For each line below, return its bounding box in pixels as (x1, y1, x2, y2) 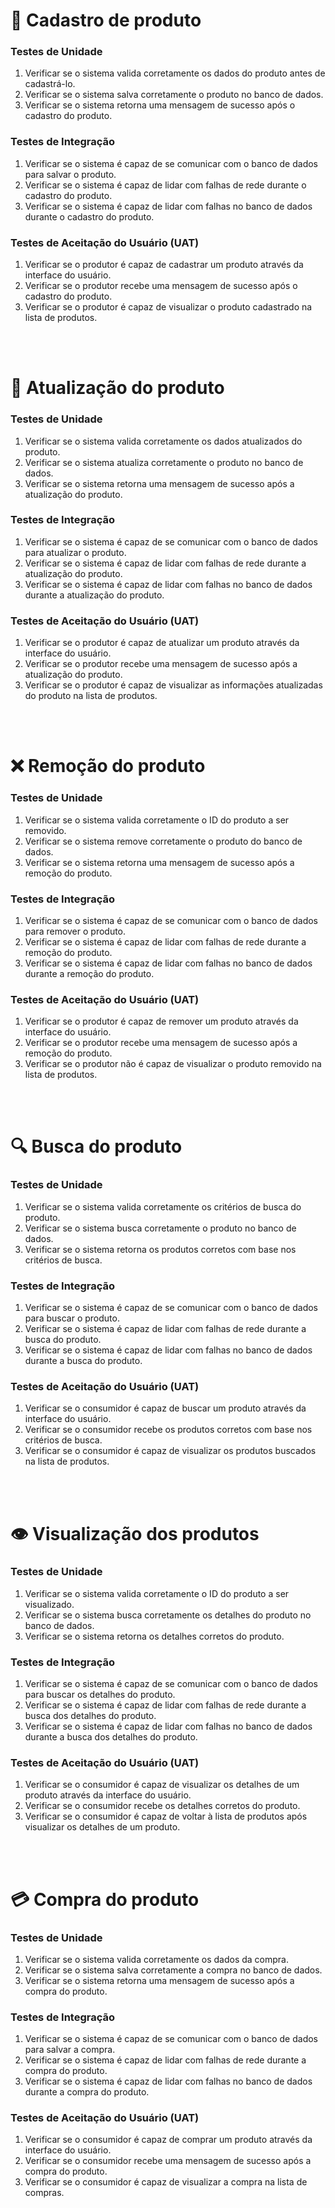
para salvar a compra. (24, 2044, 116, 2056)
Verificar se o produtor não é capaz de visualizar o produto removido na (24, 1058, 322, 1070)
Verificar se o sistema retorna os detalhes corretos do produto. (24, 1630, 285, 1642)
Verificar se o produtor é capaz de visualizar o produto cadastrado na (24, 301, 313, 313)
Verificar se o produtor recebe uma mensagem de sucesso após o (24, 280, 298, 292)
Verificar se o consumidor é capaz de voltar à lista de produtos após (24, 1810, 308, 1823)
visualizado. (24, 1598, 75, 1610)
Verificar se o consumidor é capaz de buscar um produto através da (24, 1402, 307, 1414)
